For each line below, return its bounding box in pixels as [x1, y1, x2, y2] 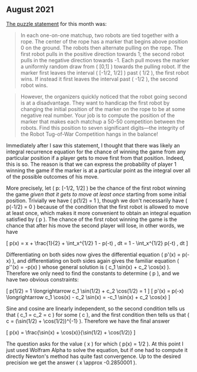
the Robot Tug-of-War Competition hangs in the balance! [20, 130, 159, 138]
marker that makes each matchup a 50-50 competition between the [20, 118, 185, 125]
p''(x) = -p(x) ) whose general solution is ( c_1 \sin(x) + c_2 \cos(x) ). [6, 263, 171, 270]
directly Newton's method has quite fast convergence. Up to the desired [6, 353, 181, 360]
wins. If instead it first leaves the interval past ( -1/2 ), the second [20, 75, 178, 82]
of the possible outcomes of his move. [6, 173, 99, 180]
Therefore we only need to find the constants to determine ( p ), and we [6, 270, 180, 277]
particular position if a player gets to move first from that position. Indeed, [6, 154, 185, 161]
